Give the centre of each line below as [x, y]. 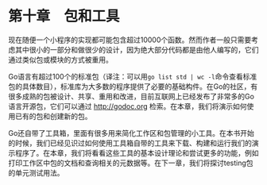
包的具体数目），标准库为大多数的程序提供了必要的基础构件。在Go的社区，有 [133, 86]
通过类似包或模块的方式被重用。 [60, 60]
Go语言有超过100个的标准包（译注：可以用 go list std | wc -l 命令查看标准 [133, 76]
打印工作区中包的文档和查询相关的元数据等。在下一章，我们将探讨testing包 [131, 163]
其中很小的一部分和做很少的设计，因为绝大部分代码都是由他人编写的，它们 [137, 49]
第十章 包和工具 [64, 16]
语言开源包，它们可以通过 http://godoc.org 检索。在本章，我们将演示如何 [128, 106]
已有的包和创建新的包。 [53, 116]
